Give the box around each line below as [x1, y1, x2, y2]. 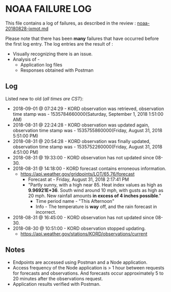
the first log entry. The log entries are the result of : [5, 40, 114, 47]
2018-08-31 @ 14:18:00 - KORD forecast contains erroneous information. [12, 165, 166, 172]
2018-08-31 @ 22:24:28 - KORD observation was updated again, [12, 121, 149, 128]
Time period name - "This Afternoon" [35, 198, 115, 204]
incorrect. [35, 208, 56, 215]
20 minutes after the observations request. [12, 275, 103, 282]
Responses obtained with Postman [20, 67, 94, 73]
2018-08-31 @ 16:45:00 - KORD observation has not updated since [12, 214, 155, 220]
